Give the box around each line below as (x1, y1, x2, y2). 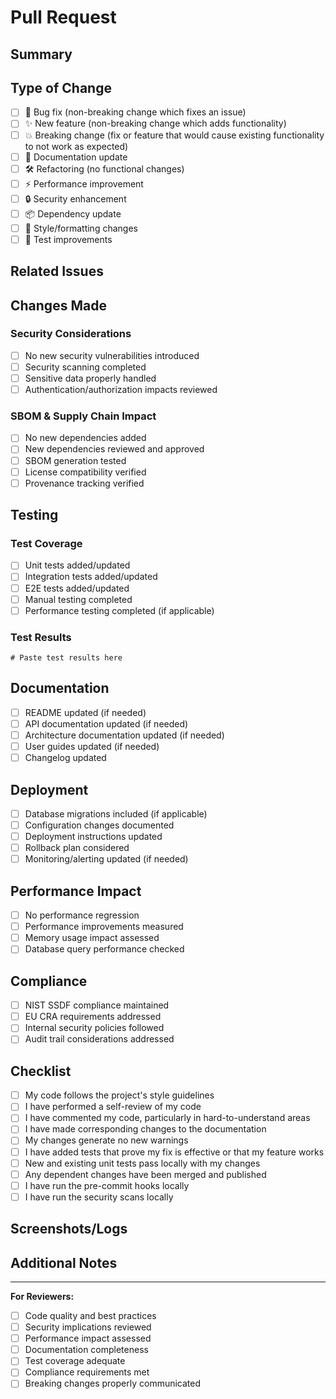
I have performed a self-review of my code (24, 1101, 202, 1113)
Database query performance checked (24, 943, 185, 955)
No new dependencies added (24, 432, 147, 444)
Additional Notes (10, 1254, 118, 1271)
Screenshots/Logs (10, 1221, 128, 1238)
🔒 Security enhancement (24, 192, 127, 205)
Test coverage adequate (24, 1355, 126, 1367)
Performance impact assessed (24, 1332, 152, 1345)
